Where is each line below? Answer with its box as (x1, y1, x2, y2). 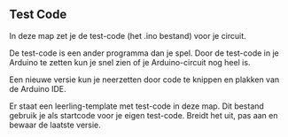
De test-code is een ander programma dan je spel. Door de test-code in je (9, 48, 279, 58)
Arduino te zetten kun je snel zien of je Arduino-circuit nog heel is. (9, 57, 251, 67)
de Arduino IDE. (9, 83, 66, 94)
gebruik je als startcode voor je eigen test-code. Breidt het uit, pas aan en (9, 110, 278, 120)
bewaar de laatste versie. (9, 119, 102, 130)
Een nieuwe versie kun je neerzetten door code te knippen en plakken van (9, 74, 280, 85)
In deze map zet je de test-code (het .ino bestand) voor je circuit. (9, 30, 246, 41)
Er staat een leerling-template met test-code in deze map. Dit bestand (9, 101, 264, 111)
